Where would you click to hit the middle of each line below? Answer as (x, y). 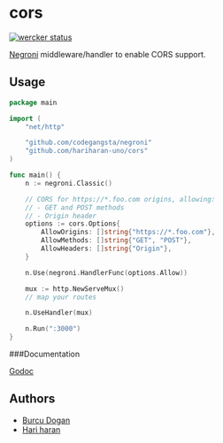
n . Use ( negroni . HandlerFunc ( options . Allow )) (107, 272)
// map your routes (61, 297)
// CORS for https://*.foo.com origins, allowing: (120, 199)
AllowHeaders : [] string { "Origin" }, (107, 248)
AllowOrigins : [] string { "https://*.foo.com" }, (128, 233)
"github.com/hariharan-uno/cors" (87, 151)
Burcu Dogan (46, 420)
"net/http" (45, 126)
